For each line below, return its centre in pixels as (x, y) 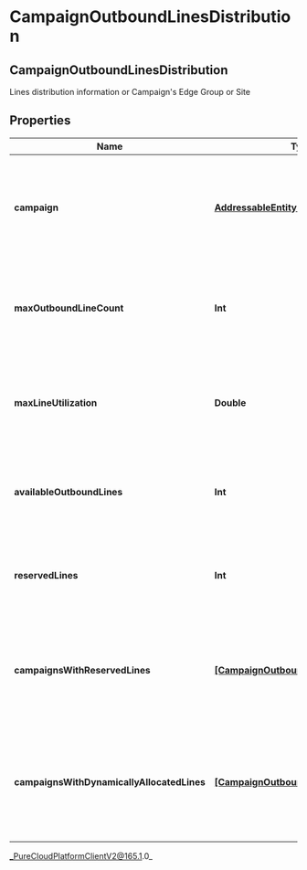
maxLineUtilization (56, 402)
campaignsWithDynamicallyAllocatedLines (110, 781)
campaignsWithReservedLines (82, 670)
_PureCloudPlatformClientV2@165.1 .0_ (81, 855)
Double (230, 402)
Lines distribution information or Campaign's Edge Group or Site (130, 92)
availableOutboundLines (69, 492)
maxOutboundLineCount (69, 308)
